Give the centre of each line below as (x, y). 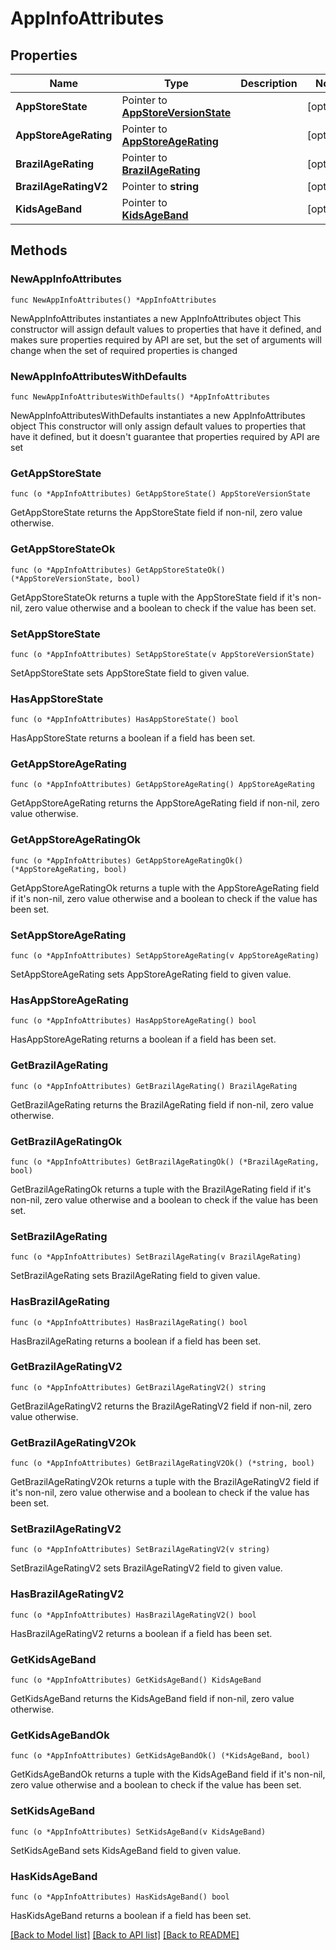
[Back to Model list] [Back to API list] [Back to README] (125, 1934)
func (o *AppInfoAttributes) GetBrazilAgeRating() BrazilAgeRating (154, 1086)
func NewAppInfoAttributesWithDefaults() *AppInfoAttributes (140, 397)
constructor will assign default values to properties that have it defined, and (166, 329)
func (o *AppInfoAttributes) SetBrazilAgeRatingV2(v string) (140, 1550)
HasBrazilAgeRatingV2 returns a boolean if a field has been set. (141, 1633)
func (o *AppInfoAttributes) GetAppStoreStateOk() (118, 570)
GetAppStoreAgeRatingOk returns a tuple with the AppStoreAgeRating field (165, 888)
